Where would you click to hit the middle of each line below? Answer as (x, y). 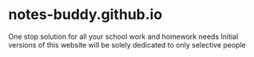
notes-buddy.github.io (85, 15)
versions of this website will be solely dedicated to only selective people (127, 44)
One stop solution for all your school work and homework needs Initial (123, 36)
